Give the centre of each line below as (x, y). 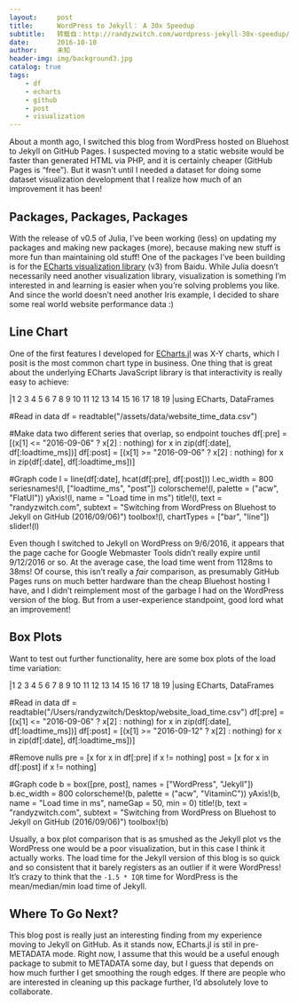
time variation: (35, 668)
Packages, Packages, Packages (99, 217)
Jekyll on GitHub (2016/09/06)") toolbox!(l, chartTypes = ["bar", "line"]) (139, 517)
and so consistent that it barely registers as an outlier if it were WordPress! (145, 867)
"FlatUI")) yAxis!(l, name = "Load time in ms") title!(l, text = (116, 497)
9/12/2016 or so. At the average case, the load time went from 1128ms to (141, 562)
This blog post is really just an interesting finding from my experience (136, 935)
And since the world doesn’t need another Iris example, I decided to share (144, 295)
